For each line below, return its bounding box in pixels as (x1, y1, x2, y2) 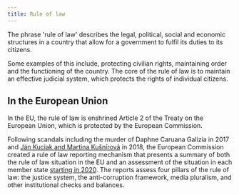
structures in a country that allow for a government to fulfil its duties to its (7, 37, 223, 46)
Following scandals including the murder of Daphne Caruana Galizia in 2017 (7, 135, 230, 144)
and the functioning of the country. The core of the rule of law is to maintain (7, 66, 230, 75)
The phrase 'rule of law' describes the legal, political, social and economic (7, 30, 226, 39)
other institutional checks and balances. (7, 181, 125, 189)
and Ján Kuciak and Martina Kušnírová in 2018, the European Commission (7, 143, 224, 151)
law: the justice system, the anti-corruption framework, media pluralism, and (7, 173, 232, 182)
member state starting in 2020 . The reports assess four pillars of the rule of (7, 166, 230, 174)
